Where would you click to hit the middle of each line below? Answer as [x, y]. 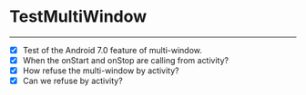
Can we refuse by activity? [72, 81]
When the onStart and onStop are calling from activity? [126, 60]
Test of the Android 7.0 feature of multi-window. [112, 50]
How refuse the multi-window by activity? [101, 71]
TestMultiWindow [78, 17]
